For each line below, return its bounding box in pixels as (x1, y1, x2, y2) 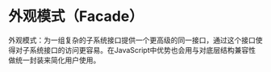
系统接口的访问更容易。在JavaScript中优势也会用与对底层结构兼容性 (29, 45, 256, 54)
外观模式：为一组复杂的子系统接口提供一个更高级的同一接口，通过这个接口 (8, 35, 256, 45)
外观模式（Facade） (8, 7, 144, 26)
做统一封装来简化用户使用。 (8, 55, 101, 65)
